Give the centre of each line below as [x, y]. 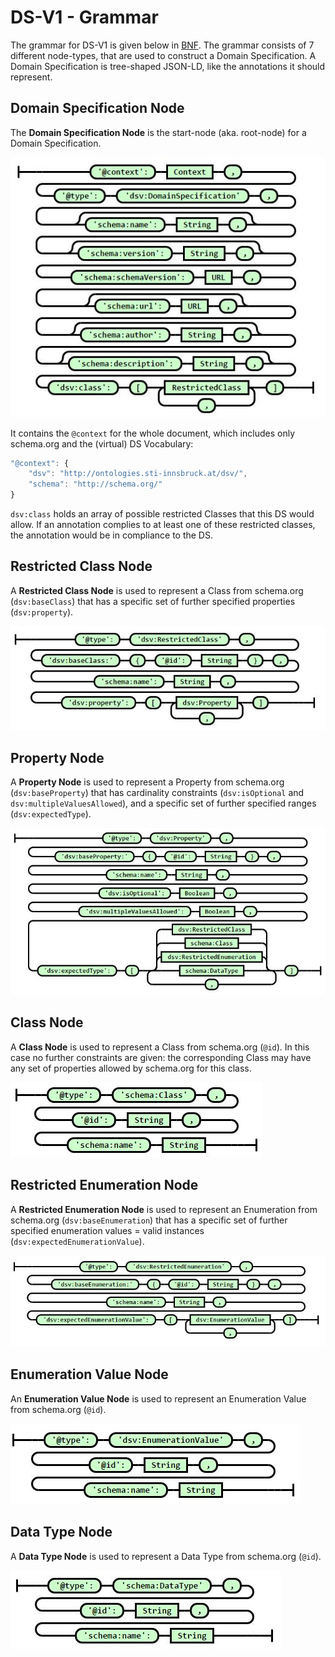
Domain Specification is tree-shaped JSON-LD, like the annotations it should [168, 66]
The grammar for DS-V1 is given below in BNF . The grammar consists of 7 [162, 45]
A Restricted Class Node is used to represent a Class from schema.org [157, 590]
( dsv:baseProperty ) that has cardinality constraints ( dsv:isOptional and [157, 793]
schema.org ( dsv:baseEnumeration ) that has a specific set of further [149, 1220]
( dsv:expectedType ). [51, 814]
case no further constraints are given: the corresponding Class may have [161, 1057]
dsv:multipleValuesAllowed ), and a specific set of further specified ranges [163, 803]
